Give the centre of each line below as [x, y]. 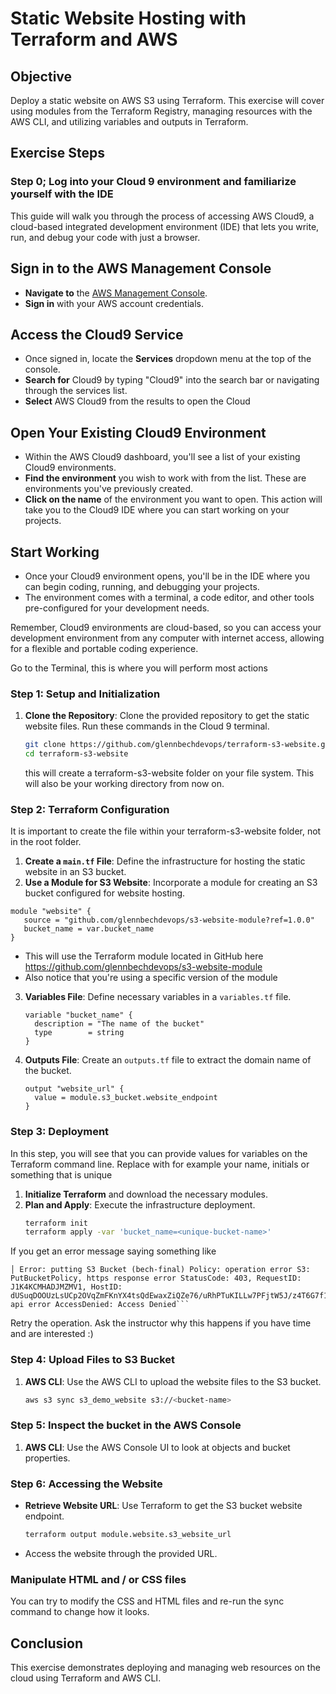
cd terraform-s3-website [76, 754]
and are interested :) [52, 1334]
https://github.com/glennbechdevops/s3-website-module [143, 967]
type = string [79, 1033]
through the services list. [76, 391]
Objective [41, 76]
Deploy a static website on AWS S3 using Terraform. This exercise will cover [167, 100]
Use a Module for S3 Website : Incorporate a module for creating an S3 [171, 883]
